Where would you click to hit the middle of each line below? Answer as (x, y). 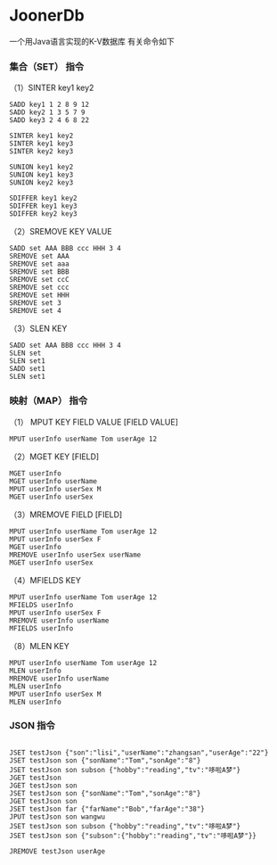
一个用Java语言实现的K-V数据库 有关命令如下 (92, 41)
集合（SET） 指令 (47, 66)
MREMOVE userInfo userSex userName (75, 555)
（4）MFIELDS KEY (45, 580)
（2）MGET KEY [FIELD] (54, 457)
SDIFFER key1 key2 (43, 198)
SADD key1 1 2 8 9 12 (49, 105)
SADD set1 (28, 369)
